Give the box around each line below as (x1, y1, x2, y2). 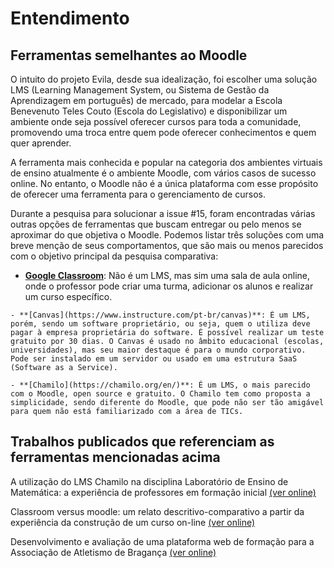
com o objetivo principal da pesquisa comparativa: (10, 250, 219, 262)
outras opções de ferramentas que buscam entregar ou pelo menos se (10, 218, 302, 230)
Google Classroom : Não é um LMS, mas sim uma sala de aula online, (24, 270, 310, 281)
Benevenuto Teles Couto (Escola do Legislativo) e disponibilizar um (10, 105, 288, 117)
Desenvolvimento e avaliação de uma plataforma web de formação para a (10, 535, 315, 547)
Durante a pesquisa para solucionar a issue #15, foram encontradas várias (10, 208, 316, 219)
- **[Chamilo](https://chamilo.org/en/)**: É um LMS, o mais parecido (10, 380, 311, 390)
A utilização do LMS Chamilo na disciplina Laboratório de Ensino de (10, 475, 289, 487)
